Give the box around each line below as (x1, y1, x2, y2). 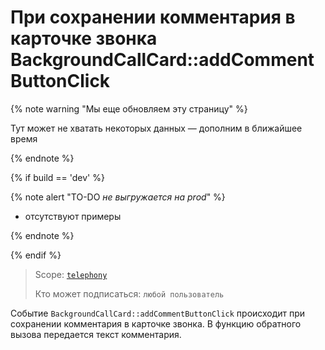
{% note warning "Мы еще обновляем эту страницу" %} (10, 102, 248, 115)
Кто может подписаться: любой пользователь (34, 287, 225, 300)
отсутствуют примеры (24, 210, 122, 222)
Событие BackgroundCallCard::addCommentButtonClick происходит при (10, 307, 306, 319)
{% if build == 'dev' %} (10, 171, 105, 183)
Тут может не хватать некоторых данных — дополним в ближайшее (10, 122, 303, 134)
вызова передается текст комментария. (10, 328, 182, 340)
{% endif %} (10, 249, 62, 261)
